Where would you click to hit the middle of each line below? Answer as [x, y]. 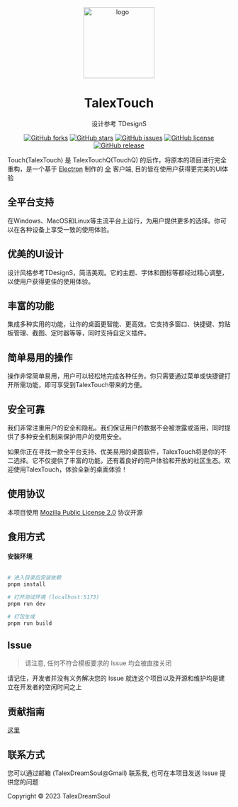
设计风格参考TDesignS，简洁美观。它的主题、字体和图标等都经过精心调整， [118, 272]
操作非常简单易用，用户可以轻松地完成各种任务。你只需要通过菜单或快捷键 [116, 376]
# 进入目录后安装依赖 [34, 578]
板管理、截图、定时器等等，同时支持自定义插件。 [79, 333]
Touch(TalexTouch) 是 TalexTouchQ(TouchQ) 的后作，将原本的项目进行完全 [117, 160]
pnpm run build [30, 623]
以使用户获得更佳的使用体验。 [51, 281]
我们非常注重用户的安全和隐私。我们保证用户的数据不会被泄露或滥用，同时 [116, 428]
